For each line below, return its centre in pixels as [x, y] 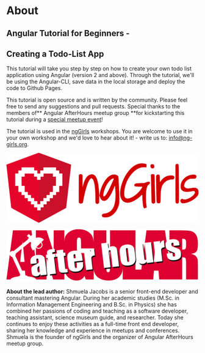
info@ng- [181, 138]
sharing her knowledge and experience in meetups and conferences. [93, 330]
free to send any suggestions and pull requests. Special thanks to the [93, 106]
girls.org [17, 144]
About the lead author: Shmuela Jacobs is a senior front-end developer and [102, 291]
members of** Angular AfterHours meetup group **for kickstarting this [95, 113]
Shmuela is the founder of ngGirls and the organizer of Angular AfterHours [100, 336]
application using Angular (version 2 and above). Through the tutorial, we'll [100, 75]
